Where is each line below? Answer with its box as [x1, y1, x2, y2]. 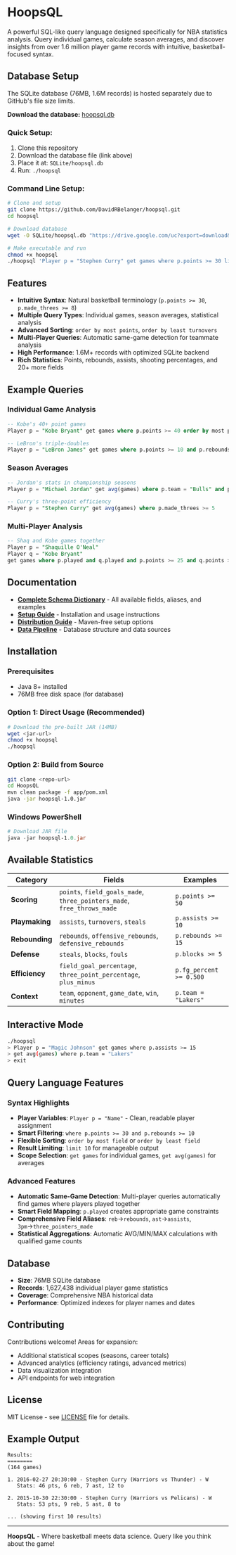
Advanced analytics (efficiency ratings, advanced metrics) [17, 1359, 187, 1367]
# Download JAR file [7, 828, 68, 835]
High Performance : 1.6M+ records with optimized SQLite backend [17, 348, 209, 357]
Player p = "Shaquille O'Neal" [7, 544, 99, 551]
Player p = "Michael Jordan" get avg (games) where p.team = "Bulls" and [7, 485, 225, 493]
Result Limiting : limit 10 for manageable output [17, 1143, 159, 1152]
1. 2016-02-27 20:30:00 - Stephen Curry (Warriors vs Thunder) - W [7, 1476, 209, 1483]
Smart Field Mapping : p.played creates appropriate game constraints [17, 1207, 219, 1216]
